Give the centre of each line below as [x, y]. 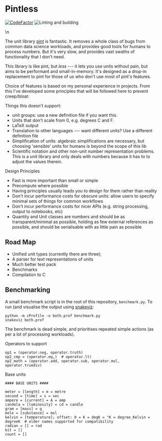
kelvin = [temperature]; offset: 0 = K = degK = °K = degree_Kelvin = [78, 417]
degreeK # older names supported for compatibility [59, 422]
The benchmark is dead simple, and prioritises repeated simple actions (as [79, 329]
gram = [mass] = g [23, 409]
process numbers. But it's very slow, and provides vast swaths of [70, 52]
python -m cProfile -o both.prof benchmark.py [53, 316]
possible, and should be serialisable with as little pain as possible [77, 227]
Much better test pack [34, 264]
